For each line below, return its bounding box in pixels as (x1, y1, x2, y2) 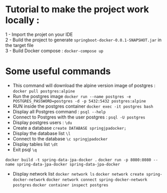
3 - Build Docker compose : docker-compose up (5, 47, 103, 54)
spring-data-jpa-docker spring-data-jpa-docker (16, 162, 120, 167)
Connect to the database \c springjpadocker (12, 135, 108, 141)
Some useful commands (5, 65, 111, 77)
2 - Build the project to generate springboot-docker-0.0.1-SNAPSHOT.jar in (5, 37, 162, 43)
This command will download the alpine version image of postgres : (12, 82, 156, 88)
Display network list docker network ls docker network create (12, 171, 144, 177)
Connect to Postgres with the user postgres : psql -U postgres (12, 114, 145, 120)
